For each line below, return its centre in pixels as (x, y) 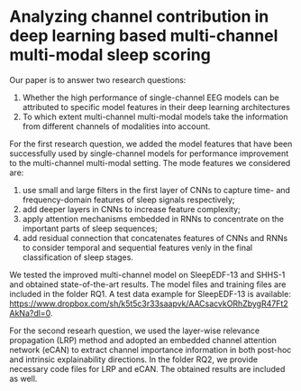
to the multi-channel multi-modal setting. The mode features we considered (150, 163)
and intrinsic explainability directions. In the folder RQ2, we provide (134, 359)
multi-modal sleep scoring (110, 55)
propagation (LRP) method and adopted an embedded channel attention (143, 340)
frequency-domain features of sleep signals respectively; (128, 200)
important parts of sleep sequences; (90, 228)
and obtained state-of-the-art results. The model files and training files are (148, 284)
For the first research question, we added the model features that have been (151, 144)
